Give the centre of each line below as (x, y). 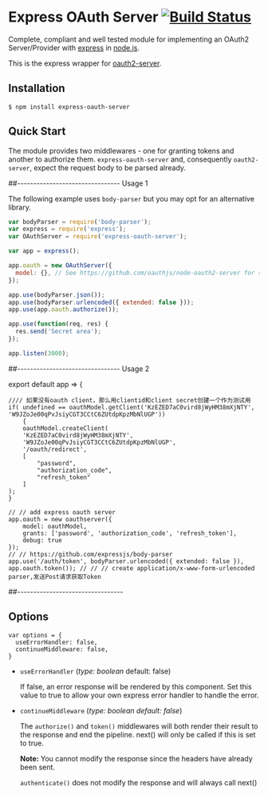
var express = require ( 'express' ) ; (67, 229)
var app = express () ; (44, 251)
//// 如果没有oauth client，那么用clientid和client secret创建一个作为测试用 (130, 400)
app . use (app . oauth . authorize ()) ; (64, 310)
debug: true (42, 540)
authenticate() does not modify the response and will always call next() (138, 782)
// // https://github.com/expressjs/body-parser (91, 554)
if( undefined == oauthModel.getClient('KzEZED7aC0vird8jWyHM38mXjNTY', (132, 407)
